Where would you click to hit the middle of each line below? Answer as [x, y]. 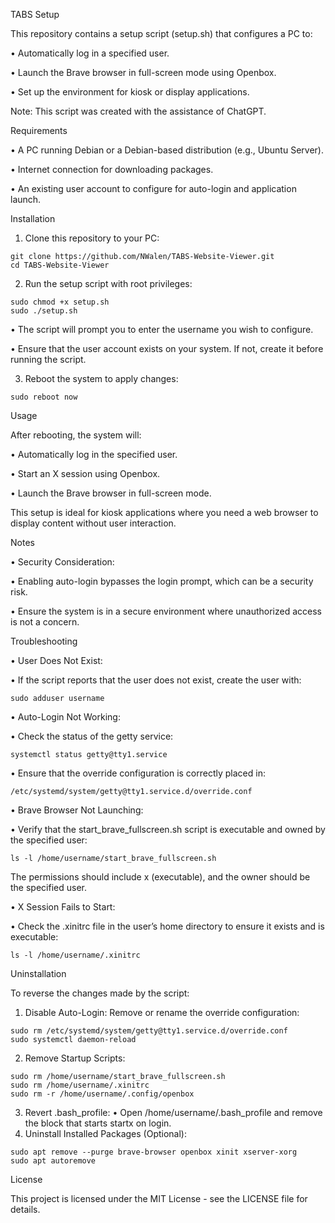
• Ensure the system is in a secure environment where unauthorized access [166, 611]
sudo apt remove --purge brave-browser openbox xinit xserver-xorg [154, 1152]
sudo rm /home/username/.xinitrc [80, 1085]
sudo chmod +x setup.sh [60, 302]
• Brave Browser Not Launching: [77, 810]
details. [25, 1209]
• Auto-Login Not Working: [65, 717]
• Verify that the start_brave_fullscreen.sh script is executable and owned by [168, 829]
